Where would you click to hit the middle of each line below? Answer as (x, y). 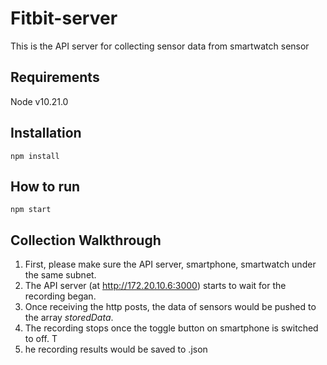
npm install (35, 156)
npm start (31, 210)
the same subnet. (60, 275)
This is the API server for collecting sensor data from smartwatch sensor (160, 46)
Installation (46, 133)
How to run (45, 186)
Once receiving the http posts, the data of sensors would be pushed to (170, 307)
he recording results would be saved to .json (116, 349)
